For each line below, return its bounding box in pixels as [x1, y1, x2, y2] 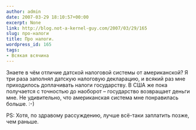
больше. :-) [6, 100, 34, 107]
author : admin [6, 8, 42, 15]
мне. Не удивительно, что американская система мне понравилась [6, 94, 179, 101]
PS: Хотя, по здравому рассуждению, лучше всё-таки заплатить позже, [6, 112, 189, 119]
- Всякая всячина [6, 53, 49, 58]
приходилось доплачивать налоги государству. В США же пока [6, 81, 168, 89]
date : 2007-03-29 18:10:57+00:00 [6, 14, 89, 20]
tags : [6, 47, 20, 53]
